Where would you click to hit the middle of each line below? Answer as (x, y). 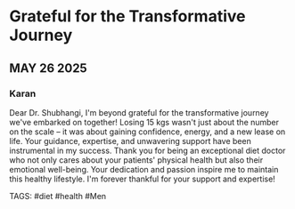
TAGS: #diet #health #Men (58, 196)
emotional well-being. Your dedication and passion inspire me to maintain (144, 169)
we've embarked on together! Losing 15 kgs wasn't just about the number (144, 122)
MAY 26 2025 (48, 68)
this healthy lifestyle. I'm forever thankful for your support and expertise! (143, 179)
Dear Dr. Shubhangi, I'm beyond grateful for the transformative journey (139, 112)
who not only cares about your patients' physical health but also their (136, 160)
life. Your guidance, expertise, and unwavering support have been (130, 141)
